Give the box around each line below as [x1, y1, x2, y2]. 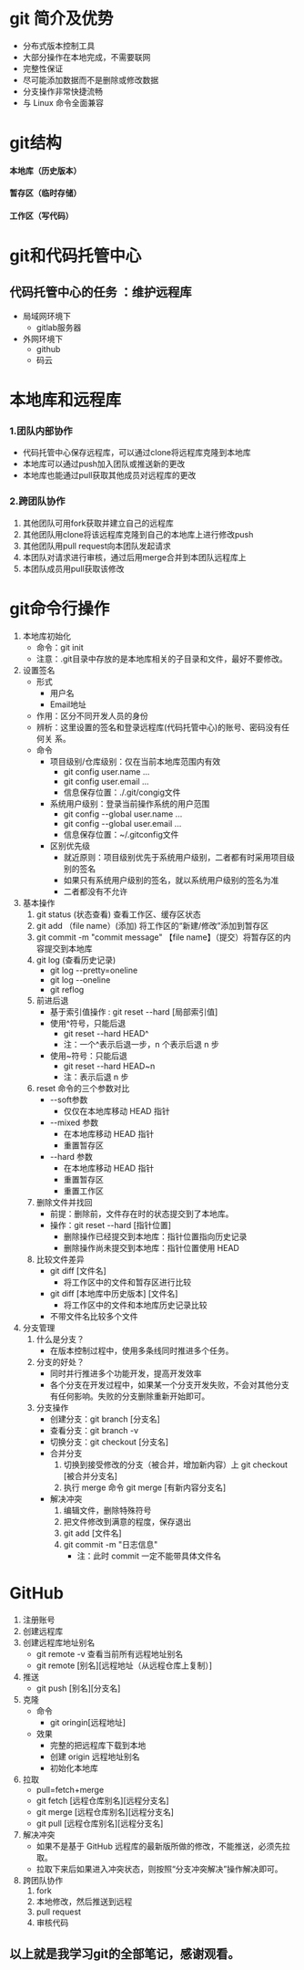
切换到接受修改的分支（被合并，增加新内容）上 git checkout [63, 1459, 289, 1470]
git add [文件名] [63, 1527, 122, 1538]
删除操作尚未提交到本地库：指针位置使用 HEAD [63, 1242, 239, 1253]
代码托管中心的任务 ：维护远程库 [9, 285, 192, 300]
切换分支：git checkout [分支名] [49, 1436, 169, 1447]
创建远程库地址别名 [22, 1637, 96, 1648]
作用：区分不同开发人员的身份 [35, 710, 148, 721]
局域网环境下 [22, 310, 71, 321]
